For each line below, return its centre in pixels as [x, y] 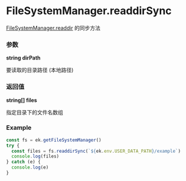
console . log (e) [30, 167]
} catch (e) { [24, 162]
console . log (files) [35, 157]
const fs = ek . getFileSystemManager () [54, 140]
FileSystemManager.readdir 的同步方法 [53, 28]
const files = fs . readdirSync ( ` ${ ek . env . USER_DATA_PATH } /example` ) [96, 151]
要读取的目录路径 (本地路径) [40, 70]
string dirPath [23, 58]
